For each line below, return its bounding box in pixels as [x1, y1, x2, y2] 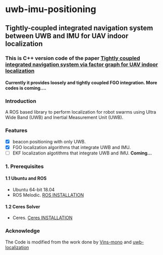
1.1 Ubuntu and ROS [5, 175, 47, 181]
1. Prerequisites [5, 163, 44, 170]
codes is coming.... [5, 85, 46, 91]
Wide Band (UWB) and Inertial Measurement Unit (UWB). [5, 115, 124, 121]
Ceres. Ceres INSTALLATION [12, 215, 73, 221]
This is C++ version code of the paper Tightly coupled [5, 55, 140, 62]
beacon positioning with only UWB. [12, 138, 86, 144]
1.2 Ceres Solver [5, 203, 40, 210]
